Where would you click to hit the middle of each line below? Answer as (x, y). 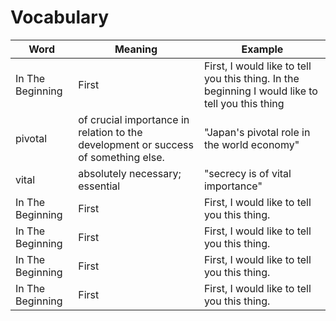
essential (99, 186)
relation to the (110, 132)
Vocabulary (59, 17)
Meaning (136, 49)
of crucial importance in (134, 119)
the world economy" (251, 144)
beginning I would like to (260, 91)
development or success (136, 144)
